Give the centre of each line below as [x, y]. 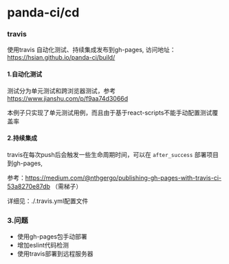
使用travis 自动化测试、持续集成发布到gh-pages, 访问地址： [92, 50]
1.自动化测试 [25, 74]
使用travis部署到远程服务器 [55, 254]
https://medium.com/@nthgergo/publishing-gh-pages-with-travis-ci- [123, 178]
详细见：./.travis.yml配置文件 [48, 201]
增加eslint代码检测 [43, 245]
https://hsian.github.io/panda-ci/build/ [61, 58]
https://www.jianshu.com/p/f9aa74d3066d [68, 98]
